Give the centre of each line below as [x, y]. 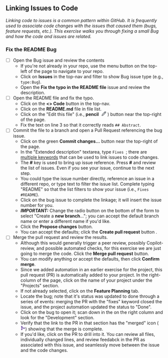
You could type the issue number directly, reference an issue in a [87, 179]
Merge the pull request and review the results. [60, 237]
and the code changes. [44, 350]
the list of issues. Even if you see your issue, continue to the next [87, 168]
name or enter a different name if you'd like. [65, 221]
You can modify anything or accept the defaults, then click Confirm [90, 259]
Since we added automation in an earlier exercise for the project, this [91, 270]
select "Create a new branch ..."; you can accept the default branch [90, 216]
